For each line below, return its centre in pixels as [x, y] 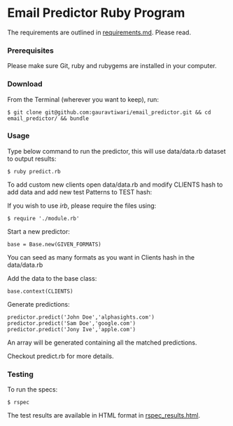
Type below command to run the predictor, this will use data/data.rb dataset [116, 151]
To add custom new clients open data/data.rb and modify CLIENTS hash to [115, 185]
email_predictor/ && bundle [48, 118]
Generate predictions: [38, 304]
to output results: [32, 159]
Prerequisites [30, 51]
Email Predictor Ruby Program [96, 13]
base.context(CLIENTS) [40, 291]
